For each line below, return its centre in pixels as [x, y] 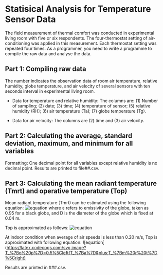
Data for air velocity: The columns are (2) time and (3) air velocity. [78, 120]
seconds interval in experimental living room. [50, 91]
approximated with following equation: [43, 242]
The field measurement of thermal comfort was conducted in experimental [80, 33]
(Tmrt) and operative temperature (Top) [66, 191]
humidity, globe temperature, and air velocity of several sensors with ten [78, 86]
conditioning [18, 43]
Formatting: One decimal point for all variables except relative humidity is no [81, 163]
